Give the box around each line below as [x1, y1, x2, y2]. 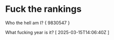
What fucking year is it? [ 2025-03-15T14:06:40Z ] [5, 29, 109, 35]
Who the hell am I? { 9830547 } [5, 20, 70, 26]
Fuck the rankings [5, 3, 82, 15]
